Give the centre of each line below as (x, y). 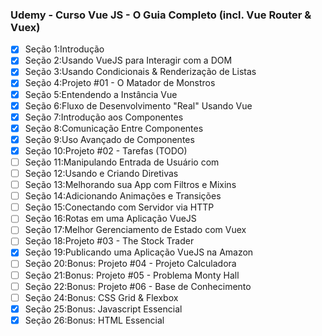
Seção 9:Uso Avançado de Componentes (109, 139)
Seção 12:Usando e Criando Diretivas (101, 173)
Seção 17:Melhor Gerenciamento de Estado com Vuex (135, 230)
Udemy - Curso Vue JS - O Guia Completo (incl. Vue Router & (161, 15)
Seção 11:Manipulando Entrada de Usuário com (122, 162)
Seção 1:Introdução (64, 49)
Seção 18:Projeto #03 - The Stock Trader (109, 241)
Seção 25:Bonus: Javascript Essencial (103, 309)
